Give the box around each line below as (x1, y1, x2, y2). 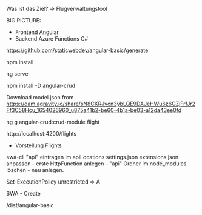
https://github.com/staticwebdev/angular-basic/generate (6, 47, 149, 54)
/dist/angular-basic (6, 202, 54, 208)
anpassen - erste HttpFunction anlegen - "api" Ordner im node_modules (6, 160, 187, 167)
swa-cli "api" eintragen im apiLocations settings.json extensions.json (6, 154, 179, 160)
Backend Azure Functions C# (15, 35, 89, 42)
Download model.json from (6, 94, 74, 101)
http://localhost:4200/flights (6, 130, 77, 137)
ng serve (6, 70, 29, 78)
